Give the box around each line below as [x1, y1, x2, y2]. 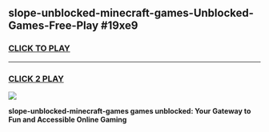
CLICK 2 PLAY [8, 73, 64, 84]
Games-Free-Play [8, 19, 98, 33]
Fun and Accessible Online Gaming [8, 114, 127, 124]
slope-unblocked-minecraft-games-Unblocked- [8, 6, 255, 20]
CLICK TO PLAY [8, 43, 70, 54]
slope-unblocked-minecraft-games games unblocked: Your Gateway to [8, 106, 251, 115]
